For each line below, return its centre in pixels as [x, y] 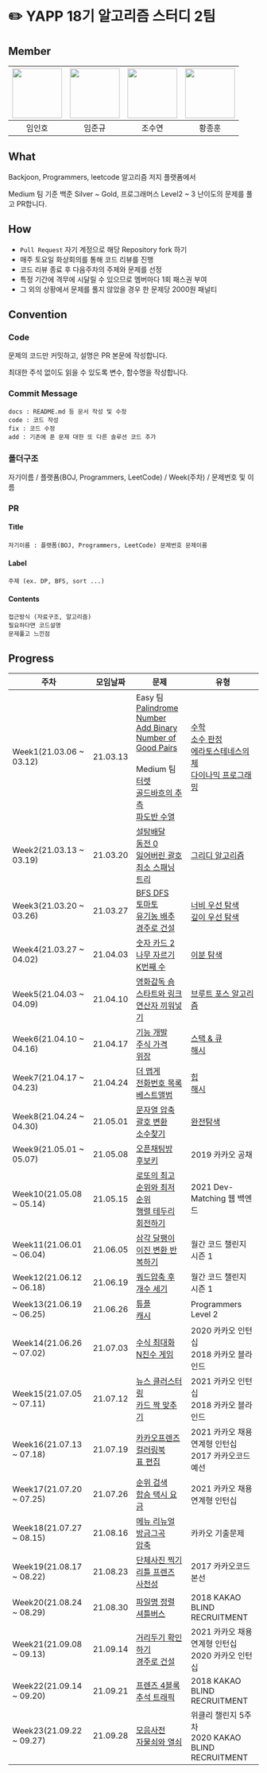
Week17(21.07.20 [47, 1489]
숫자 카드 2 [156, 943]
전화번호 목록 [159, 1084]
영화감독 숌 [156, 982]
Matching [208, 1199]
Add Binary [157, 728]
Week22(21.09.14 [47, 1686]
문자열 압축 [156, 1110]
